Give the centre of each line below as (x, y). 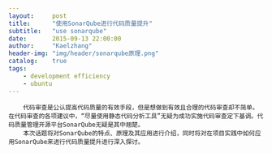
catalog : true (38, 62)
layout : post (38, 16)
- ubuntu (38, 83)
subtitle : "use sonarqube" (58, 31)
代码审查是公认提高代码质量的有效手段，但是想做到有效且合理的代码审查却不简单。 (141, 107)
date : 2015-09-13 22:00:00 (65, 38)
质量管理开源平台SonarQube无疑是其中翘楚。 (79, 125)
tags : (17, 69)
